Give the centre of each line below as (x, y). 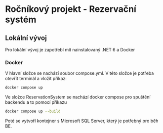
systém (21, 20)
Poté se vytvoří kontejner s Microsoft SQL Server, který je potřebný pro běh (82, 121)
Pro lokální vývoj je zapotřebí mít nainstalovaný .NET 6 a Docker (70, 50)
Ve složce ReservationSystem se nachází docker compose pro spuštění (78, 97)
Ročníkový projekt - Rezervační (71, 9)
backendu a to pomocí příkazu (36, 102)
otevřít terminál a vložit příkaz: (36, 79)
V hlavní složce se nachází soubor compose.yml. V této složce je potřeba (80, 73)
